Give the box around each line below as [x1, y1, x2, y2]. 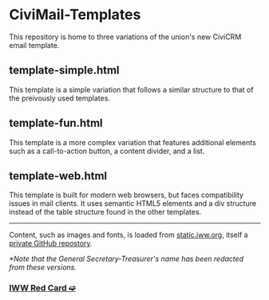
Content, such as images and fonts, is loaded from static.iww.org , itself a [9, 230, 248, 240]
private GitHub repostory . [9, 239, 93, 248]
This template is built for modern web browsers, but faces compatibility [9, 190, 244, 200]
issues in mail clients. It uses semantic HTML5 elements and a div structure [9, 199, 257, 208]
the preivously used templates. [9, 93, 111, 103]
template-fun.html [9, 116, 103, 130]
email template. [9, 40, 60, 49]
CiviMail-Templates [9, 6, 141, 24]
